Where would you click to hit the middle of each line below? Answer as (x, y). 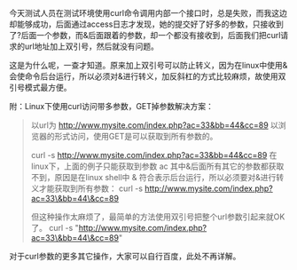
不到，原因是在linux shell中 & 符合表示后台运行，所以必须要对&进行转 (157, 177)
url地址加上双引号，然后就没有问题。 (92, 46)
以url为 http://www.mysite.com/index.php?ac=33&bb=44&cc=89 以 (155, 125)
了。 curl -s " (55, 228)
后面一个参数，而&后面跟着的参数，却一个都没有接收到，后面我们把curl (151, 35)
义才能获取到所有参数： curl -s (87, 188)
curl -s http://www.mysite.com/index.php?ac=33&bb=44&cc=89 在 (154, 155)
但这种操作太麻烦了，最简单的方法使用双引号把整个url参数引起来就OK (158, 217)
